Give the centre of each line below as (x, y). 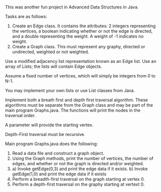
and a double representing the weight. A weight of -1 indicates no (78, 36)
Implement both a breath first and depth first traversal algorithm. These (77, 100)
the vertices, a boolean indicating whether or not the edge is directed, (82, 31)
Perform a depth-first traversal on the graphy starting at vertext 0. (78, 184)
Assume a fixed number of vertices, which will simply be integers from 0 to (80, 76)
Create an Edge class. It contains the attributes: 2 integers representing (84, 26)
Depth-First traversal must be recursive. (45, 134)
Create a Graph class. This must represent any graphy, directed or (79, 47)
